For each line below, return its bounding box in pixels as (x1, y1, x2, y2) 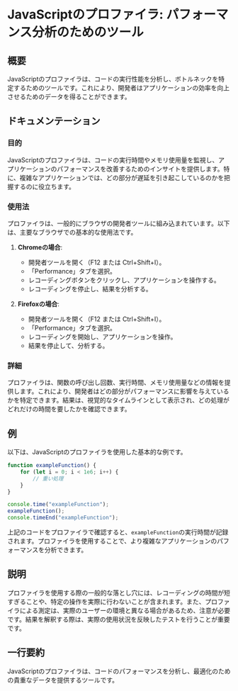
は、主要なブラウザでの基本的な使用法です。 (7, 227, 137, 236)
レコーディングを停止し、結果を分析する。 (28, 284, 152, 293)
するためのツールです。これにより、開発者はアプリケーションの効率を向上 (13, 84, 230, 92)
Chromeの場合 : (17, 242, 62, 252)
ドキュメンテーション (7, 115, 101, 128)
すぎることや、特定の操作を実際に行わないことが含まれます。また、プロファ (7, 597, 230, 606)
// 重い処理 (33, 475, 64, 482)
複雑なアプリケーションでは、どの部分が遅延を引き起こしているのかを (19, 173, 225, 181)
